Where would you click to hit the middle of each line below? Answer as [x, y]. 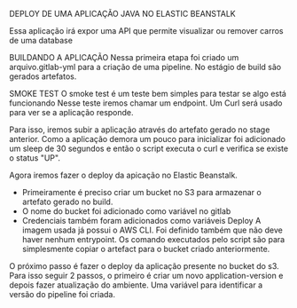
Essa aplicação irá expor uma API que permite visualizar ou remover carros [146, 31]
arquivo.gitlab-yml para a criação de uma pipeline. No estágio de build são [145, 67]
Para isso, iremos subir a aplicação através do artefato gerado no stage [140, 130]
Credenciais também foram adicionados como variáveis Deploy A [141, 221]
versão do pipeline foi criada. [62, 294]
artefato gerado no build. [67, 201]
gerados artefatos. [43, 76]
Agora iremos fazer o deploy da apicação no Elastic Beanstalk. [123, 175]
